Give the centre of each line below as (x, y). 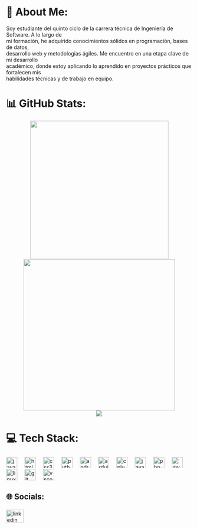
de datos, (18, 47)
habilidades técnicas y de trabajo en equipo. (60, 79)
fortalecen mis (24, 72)
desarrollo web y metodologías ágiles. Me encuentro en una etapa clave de (97, 53)
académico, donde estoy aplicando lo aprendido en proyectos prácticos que (99, 66)
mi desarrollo (22, 60)
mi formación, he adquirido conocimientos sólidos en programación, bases (97, 41)
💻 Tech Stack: (42, 438)
